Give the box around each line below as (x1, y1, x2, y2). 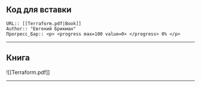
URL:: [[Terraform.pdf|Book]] (6, 20, 82, 26)
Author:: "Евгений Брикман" (6, 26, 77, 32)
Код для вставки (6, 5, 72, 15)
